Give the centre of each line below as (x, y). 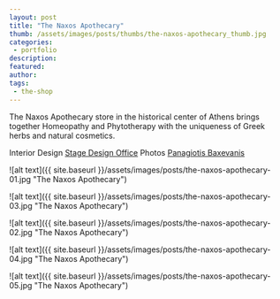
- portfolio (35, 50)
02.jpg (21, 232)
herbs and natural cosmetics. (62, 135)
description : (33, 58)
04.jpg (21, 258)
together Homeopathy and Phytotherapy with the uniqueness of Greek (137, 126)
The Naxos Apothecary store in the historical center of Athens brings (135, 117)
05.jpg (21, 285)
